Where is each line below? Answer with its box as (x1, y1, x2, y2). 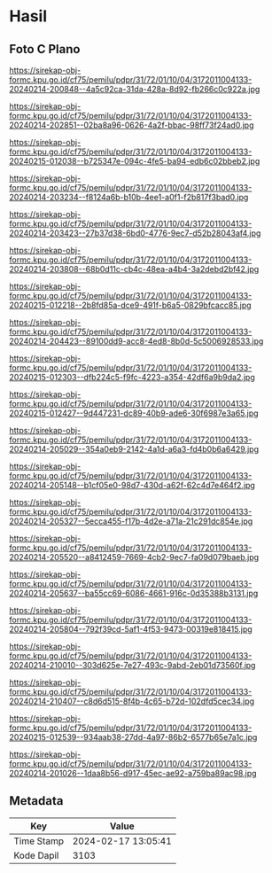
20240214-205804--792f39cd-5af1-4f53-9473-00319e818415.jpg (9, 624, 253, 635)
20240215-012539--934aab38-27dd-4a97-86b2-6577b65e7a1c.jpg (9, 732, 258, 742)
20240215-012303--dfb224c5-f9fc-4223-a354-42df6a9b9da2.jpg (9, 372, 255, 382)
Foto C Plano (9, 42, 81, 57)
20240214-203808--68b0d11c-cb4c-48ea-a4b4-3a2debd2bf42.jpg (9, 264, 260, 274)
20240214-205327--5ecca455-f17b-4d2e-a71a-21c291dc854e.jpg (9, 516, 253, 526)
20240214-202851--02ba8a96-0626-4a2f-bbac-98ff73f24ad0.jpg (9, 120, 254, 130)
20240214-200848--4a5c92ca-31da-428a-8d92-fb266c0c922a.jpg (9, 84, 260, 94)
